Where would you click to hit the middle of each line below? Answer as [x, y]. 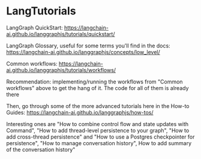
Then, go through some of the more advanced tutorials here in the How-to [98, 106]
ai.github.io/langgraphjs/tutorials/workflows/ [61, 70]
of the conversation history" [41, 149]
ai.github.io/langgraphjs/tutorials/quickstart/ [61, 34]
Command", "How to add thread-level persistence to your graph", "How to [98, 130]
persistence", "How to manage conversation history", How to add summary [99, 143]
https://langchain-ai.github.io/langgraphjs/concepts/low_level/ [83, 52]
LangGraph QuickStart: [34, 28]
